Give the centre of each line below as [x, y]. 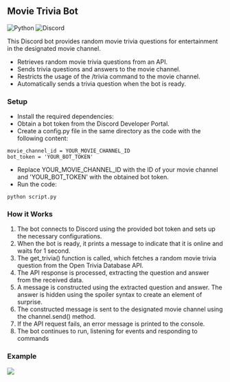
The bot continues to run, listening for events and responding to [107, 331]
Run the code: [37, 184]
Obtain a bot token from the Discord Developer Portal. [93, 124]
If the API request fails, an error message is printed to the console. [111, 324]
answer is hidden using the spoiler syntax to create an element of [110, 295]
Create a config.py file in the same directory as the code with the [109, 131]
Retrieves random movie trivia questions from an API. [92, 62]
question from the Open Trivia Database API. [80, 266]
